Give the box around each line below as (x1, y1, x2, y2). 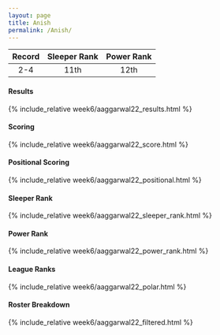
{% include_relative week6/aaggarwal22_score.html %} (8, 140, 189, 149)
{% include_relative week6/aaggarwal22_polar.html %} (8, 281, 187, 292)
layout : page (8, 11, 51, 20)
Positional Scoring (8, 158, 69, 167)
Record (12, 51, 40, 62)
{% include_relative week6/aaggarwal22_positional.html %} (8, 175, 203, 184)
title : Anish (8, 19, 51, 27)
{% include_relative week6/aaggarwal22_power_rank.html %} (8, 246, 209, 256)
